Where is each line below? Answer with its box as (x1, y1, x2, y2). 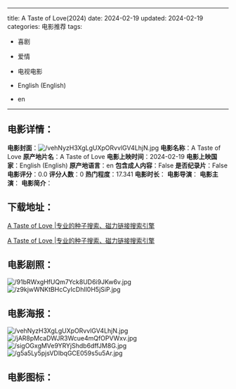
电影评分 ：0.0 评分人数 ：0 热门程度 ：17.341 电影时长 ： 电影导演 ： (7, 170, 199, 178)
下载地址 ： (7, 201, 54, 213)
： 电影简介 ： (13, 179, 53, 187)
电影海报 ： (7, 307, 54, 319)
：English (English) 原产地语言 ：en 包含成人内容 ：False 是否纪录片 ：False (13, 161, 228, 170)
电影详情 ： (7, 124, 54, 136)
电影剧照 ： (7, 259, 54, 271)
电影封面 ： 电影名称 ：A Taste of (7, 144, 221, 152)
